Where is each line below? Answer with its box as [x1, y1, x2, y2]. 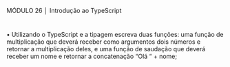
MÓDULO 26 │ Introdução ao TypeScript [6, 7, 122, 14]
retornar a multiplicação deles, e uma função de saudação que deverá [6, 45, 206, 53]
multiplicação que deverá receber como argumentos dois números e [6, 38, 201, 46]
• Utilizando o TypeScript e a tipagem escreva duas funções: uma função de [6, 31, 224, 39]
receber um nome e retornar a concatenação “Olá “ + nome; [6, 52, 177, 61]
